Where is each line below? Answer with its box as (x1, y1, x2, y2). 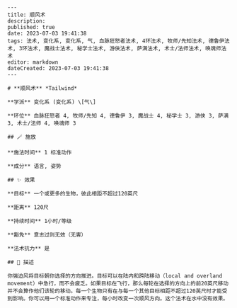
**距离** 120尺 (7, 204, 49, 211)
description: (7, 18, 46, 25)
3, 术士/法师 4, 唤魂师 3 (7, 120, 76, 127)
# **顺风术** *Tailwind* (7, 85, 78, 92)
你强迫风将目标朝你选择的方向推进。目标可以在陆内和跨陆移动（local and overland (7, 273, 223, 280)
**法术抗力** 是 (7, 245, 50, 252)
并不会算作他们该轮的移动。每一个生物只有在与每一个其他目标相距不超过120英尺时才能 (7, 287, 223, 295)
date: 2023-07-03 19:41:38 (7, 30, 87, 37)
